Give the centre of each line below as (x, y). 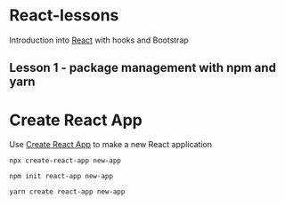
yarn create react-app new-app (67, 192)
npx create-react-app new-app (65, 161)
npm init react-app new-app (61, 177)
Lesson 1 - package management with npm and (142, 68)
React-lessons (64, 16)
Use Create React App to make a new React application (110, 145)
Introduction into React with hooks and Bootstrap (99, 40)
